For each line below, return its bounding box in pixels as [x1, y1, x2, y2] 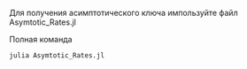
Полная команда [9, 34, 73, 44]
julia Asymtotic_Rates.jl [9, 51, 104, 60]
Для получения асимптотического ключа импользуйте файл [9, 8, 238, 18]
